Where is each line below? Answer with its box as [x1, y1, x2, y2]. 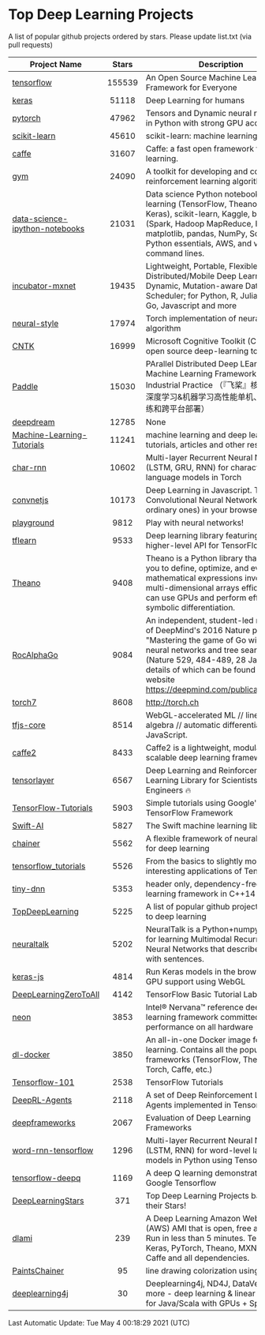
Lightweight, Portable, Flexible [145, 261, 258, 272]
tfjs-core [12, 719, 46, 730]
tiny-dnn [12, 883, 46, 894]
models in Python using [145, 1154, 233, 1165]
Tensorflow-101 [12, 1076, 75, 1087]
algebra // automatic [145, 719, 221, 730]
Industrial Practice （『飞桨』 [145, 379, 251, 390]
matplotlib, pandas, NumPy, [145, 227, 248, 238]
